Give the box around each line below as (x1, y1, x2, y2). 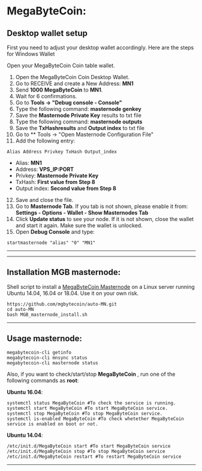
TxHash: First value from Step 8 (15, 179, 95, 185)
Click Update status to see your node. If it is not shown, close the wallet (15, 216, 194, 222)
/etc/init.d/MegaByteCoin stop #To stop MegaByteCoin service (7, 448, 165, 454)
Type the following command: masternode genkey (15, 105, 141, 112)
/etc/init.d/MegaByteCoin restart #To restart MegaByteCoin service (7, 454, 182, 460)
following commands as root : (7, 376, 79, 384)
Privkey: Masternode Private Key (15, 172, 99, 179)
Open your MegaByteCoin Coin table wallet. (7, 62, 116, 69)
